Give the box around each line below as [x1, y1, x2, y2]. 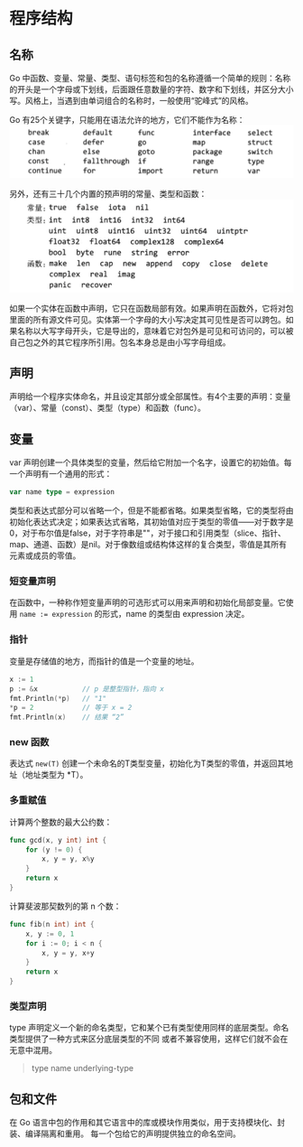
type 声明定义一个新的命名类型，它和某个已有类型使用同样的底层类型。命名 [9, 1022, 289, 1033]
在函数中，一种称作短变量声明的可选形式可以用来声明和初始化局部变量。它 [9, 597, 286, 608]
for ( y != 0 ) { [25, 845, 83, 854]
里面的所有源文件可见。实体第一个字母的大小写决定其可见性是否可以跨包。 [9, 313, 286, 325]
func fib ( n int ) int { [9, 919, 95, 928]
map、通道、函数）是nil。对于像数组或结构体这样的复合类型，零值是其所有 [9, 539, 287, 550]
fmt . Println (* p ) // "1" [9, 694, 106, 703]
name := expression [19, 611, 93, 620]
